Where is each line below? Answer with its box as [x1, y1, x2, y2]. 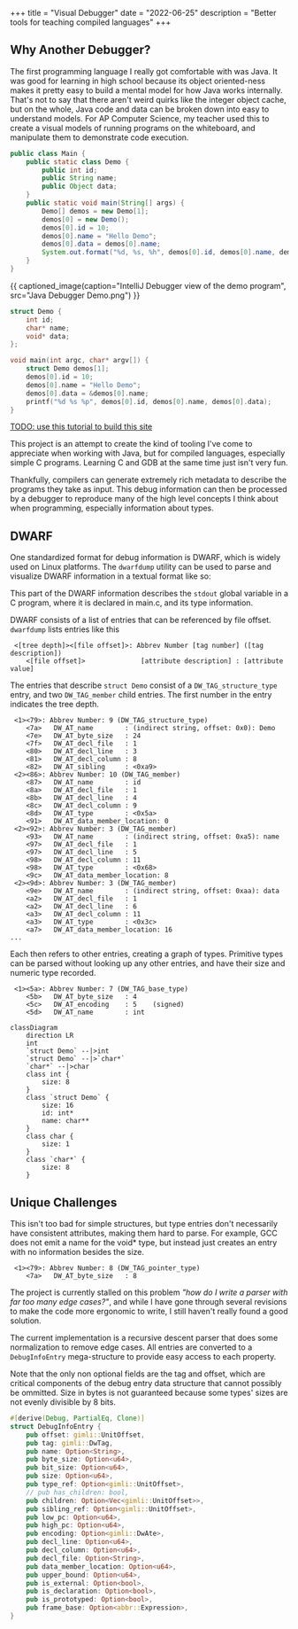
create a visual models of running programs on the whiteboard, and [10, 122, 256, 133]
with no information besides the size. [10, 1247, 145, 1258]
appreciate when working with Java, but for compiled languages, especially [10, 448, 286, 459]
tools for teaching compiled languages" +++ [10, 17, 172, 27]
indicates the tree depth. [10, 699, 100, 710]
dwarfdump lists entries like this [10, 624, 120, 635]
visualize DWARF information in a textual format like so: [10, 571, 211, 581]
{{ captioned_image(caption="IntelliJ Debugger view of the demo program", [10, 280, 287, 291]
